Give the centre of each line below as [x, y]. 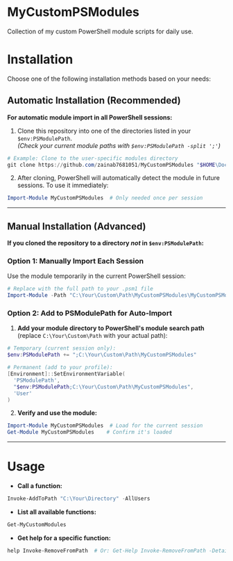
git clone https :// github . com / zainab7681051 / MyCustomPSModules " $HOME [111, 165]
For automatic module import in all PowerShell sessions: [90, 117]
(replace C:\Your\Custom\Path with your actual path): [92, 336]
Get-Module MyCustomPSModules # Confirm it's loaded [89, 432]
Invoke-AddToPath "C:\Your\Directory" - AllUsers [79, 499]
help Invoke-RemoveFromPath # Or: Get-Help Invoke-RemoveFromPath [107, 551]
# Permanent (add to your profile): [60, 368]
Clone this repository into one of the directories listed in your [104, 131]
